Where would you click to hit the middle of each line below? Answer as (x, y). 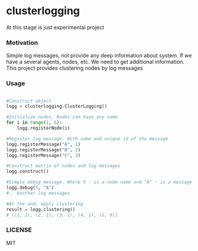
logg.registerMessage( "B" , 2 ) (44, 150)
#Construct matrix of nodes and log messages (63, 166)
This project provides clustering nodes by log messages (75, 68)
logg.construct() (28, 172)
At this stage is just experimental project (55, 27)
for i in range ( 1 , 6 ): (34, 123)
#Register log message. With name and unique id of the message (87, 139)
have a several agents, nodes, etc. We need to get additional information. (95, 62)
